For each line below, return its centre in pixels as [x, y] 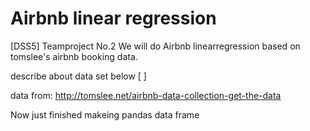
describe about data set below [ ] [78, 76]
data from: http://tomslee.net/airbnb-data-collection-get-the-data [146, 95]
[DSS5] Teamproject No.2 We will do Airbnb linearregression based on [155, 46]
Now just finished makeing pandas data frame [105, 114]
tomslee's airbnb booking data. [74, 56]
